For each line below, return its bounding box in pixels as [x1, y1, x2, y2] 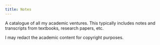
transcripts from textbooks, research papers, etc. [5, 25, 104, 31]
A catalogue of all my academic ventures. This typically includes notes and [5, 20, 156, 26]
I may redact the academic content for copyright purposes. [5, 34, 124, 40]
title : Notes [5, 7, 32, 12]
